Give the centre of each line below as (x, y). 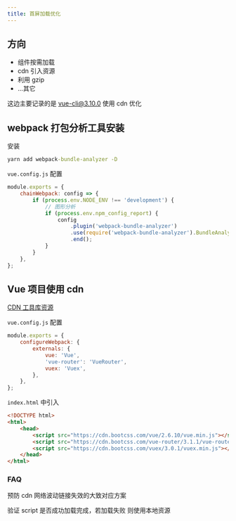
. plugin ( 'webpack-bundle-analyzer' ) (124, 226)
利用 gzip (31, 80)
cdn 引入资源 (36, 71)
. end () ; (81, 240)
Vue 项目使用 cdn (46, 289)
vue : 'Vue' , (62, 355)
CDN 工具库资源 (31, 307)
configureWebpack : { (50, 342)
